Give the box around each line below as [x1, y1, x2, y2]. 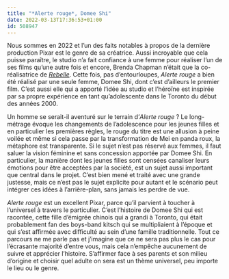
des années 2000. [7, 100, 58, 108]
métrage [7, 120, 31, 129]
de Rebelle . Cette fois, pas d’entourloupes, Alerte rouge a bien [40, 70, 215, 79]
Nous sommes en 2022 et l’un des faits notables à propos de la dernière [7, 42, 211, 50]
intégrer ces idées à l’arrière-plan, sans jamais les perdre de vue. [7, 185, 190, 194]
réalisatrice [7, 70, 39, 79]
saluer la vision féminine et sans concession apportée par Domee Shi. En [7, 149, 213, 157]
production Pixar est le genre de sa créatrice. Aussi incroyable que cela [7, 49, 208, 57]
